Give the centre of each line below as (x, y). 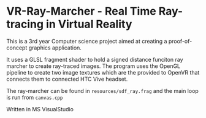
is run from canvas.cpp (35, 97)
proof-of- (180, 41)
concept (17, 48)
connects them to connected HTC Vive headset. (67, 79)
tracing (25, 24)
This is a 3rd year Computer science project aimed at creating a (87, 41)
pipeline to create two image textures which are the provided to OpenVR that (103, 72)
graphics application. (55, 48)
